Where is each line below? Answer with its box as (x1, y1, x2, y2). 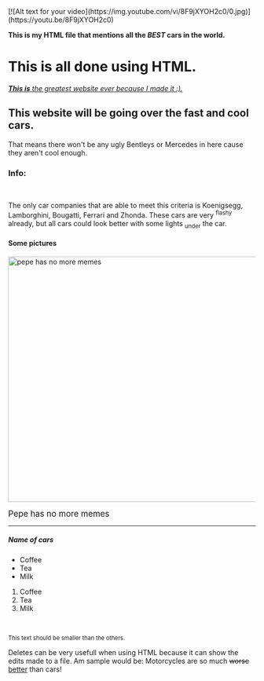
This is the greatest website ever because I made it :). (8, 83, 183, 93)
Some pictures (8, 239, 57, 248)
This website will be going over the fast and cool (8, 107, 249, 120)
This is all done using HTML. (8, 58, 196, 75)
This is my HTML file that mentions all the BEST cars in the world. (8, 31, 225, 39)
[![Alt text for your (8, 7, 66, 16)
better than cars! (8, 665, 62, 674)
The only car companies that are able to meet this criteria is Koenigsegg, (8, 201, 244, 211)
